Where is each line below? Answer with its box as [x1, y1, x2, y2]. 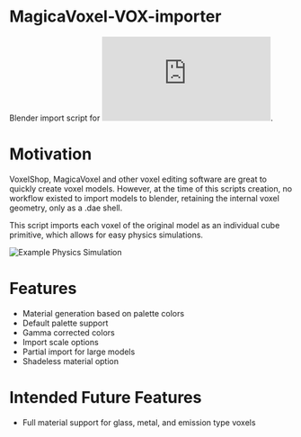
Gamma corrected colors [22, 326, 115, 338]
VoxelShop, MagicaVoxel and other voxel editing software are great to [9, 174, 268, 184]
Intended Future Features [9, 388, 202, 407]
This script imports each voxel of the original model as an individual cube [9, 219, 280, 230]
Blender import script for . [9, 112, 274, 123]
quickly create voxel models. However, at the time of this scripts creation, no [9, 183, 293, 194]
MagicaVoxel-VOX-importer [9, 6, 222, 27]
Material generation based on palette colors [22, 308, 185, 318]
